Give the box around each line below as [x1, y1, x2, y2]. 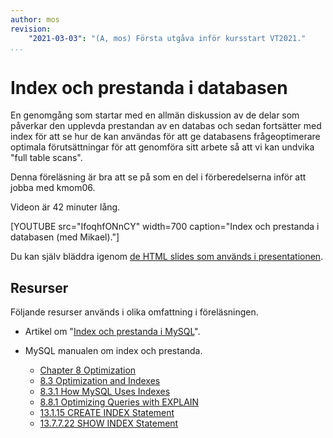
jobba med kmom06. [10, 182, 96, 194]
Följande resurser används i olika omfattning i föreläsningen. [10, 306, 259, 318]
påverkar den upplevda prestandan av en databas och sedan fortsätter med [10, 120, 322, 132]
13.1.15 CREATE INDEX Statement [39, 407, 175, 419]
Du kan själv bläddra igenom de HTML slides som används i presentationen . [10, 251, 324, 263]
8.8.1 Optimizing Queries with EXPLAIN [39, 396, 200, 408]
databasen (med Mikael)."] [10, 231, 120, 243]
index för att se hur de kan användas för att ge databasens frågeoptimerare [10, 131, 321, 143]
